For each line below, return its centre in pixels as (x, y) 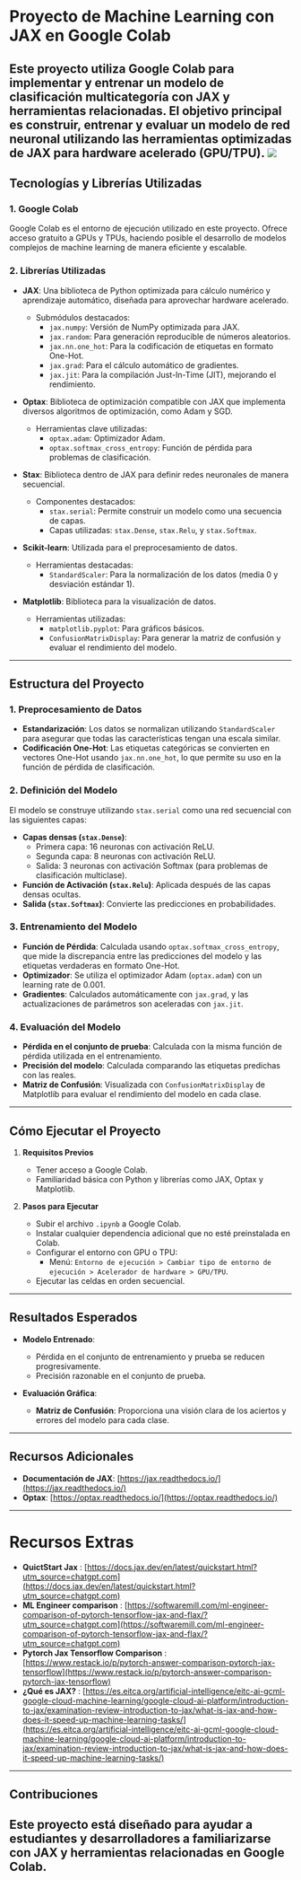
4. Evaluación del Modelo (65, 1027)
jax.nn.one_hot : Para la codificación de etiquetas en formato (161, 346)
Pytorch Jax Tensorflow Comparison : (95, 1653)
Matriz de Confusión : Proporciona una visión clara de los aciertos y (161, 1410)
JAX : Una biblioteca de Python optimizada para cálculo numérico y (146, 290)
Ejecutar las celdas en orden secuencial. (110, 1280)
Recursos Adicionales (72, 1457)
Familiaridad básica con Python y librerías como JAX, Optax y (150, 1179)
